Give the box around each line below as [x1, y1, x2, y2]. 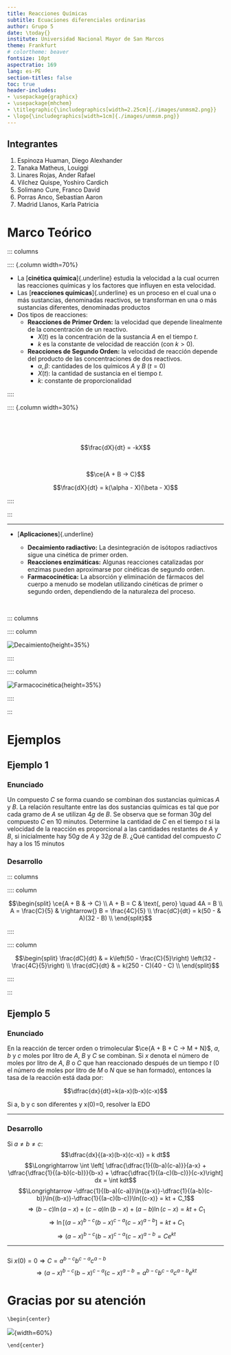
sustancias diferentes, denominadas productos [16, 303, 151, 312]
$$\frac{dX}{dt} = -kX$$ [80, 443, 151, 452]
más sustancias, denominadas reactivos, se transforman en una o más [16, 296, 217, 304]
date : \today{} [7, 29, 51, 37]
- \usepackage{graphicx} [7, 94, 78, 101]
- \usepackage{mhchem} [7, 100, 72, 107]
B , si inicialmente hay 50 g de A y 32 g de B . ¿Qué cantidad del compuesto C [7, 832, 221, 841]
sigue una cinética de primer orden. [27, 551, 129, 559]
